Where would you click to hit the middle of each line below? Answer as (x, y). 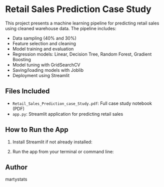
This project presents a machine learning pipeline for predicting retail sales (82, 23)
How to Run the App (37, 130)
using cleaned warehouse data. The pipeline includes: (61, 28)
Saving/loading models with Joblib (48, 70)
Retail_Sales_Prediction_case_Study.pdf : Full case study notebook (82, 103)
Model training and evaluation (43, 49)
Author (16, 167)
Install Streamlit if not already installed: (52, 142)
